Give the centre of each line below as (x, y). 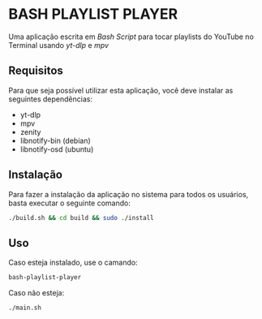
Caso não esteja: (37, 293)
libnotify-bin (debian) (55, 140)
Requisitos (36, 71)
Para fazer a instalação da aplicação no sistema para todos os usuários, (129, 194)
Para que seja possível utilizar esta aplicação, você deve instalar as (121, 90)
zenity (30, 131)
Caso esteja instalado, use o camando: (73, 263)
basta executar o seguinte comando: (70, 203)
